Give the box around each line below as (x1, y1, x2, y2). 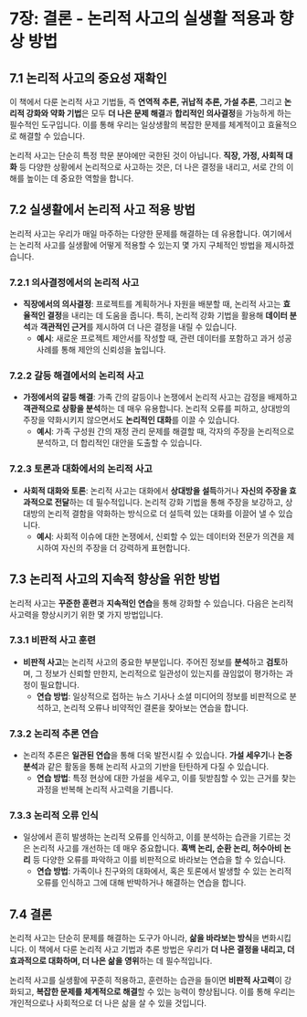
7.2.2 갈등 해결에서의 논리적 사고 (9, 369, 144, 382)
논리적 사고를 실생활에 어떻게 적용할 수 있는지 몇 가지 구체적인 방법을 (18, 239, 263, 250)
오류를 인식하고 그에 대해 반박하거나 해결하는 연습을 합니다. (36, 877, 247, 888)
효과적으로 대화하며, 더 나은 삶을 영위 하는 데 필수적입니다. (9, 956, 213, 967)
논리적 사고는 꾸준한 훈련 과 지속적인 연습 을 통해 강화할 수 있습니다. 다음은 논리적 (9, 598, 294, 609)
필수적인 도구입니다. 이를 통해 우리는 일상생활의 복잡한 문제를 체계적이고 (9, 120, 266, 130)
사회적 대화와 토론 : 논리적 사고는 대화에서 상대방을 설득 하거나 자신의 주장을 (22, 485, 288, 496)
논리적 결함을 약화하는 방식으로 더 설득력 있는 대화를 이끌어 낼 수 (47, 508, 277, 519)
